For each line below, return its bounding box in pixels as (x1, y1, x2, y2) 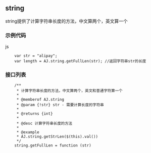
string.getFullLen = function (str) (14, 143, 92, 148)
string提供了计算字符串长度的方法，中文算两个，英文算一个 (5, 18, 128, 24)
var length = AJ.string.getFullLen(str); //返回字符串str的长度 (14, 59, 146, 64)
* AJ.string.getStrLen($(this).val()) (16, 134, 98, 139)
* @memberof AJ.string (16, 97, 65, 102)
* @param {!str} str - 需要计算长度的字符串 (16, 103, 105, 108)
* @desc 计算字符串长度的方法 (16, 121, 72, 126)
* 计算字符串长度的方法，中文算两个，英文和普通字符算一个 (16, 88, 123, 94)
